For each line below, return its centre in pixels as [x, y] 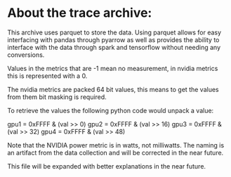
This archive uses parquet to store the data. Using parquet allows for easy [114, 32]
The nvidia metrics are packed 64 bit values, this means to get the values [113, 89]
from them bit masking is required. [57, 97]
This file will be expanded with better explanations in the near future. [106, 166]
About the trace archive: [80, 13]
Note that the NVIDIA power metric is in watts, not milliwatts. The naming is [116, 145]
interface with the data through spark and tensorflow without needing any [114, 47]
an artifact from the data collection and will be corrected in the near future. [115, 152]
